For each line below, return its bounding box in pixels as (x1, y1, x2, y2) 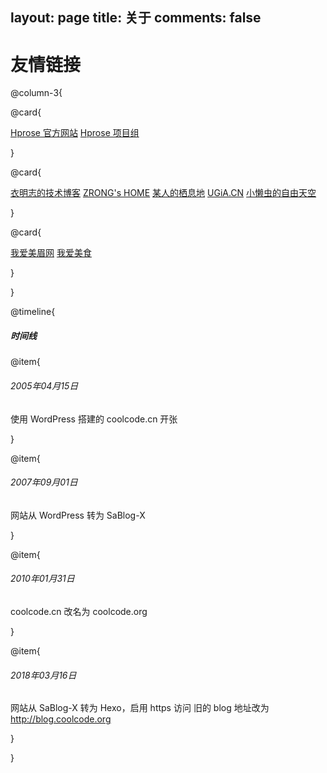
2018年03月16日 (10, 669, 77, 681)
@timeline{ (10, 306, 56, 318)
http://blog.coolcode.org (10, 713, 112, 725)
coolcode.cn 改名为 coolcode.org (10, 605, 148, 617)
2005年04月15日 (10, 379, 79, 392)
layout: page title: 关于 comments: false (10, 9, 262, 27)
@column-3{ (10, 87, 63, 99)
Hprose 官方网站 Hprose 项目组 (10, 127, 140, 139)
